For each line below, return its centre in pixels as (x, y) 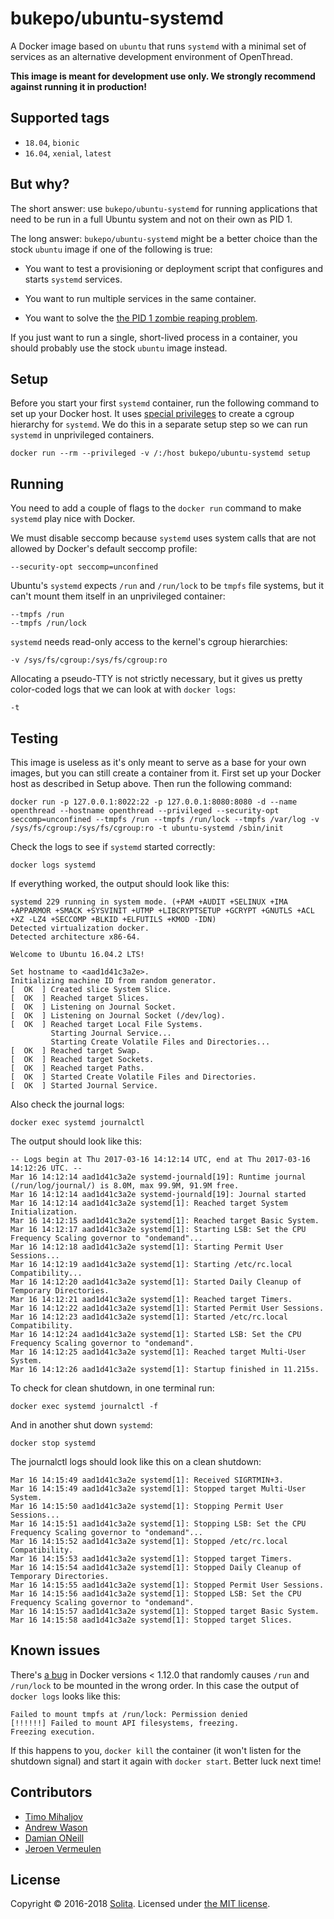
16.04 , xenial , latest (68, 153)
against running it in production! (78, 86)
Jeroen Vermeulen (63, 1848)
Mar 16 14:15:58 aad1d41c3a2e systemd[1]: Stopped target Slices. (151, 1620)
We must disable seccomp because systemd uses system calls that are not (163, 538)
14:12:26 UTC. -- (46, 1168)
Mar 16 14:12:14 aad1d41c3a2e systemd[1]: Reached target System (149, 1203)
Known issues (55, 1650)
